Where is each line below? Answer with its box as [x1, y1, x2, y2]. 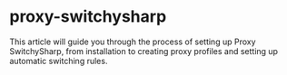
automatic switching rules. [9, 55, 108, 66]
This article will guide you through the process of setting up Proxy [9, 36, 256, 47]
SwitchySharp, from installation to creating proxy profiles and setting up [9, 45, 279, 56]
